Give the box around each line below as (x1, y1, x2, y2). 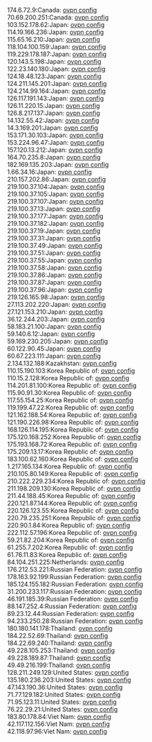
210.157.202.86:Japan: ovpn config (7, 175, 106, 183)
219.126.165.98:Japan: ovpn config (7, 293, 105, 301)
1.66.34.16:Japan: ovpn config (7, 168, 92, 176)
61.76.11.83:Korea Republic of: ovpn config (7, 551, 128, 558)
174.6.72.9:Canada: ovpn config (7, 6, 97, 14)
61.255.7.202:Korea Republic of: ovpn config (7, 543, 133, 551)
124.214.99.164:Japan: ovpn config (7, 87, 106, 95)
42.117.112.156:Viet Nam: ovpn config (7, 720, 111, 728)
